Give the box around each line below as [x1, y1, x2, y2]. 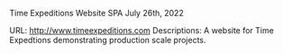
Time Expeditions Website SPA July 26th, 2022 [9, 8, 185, 18]
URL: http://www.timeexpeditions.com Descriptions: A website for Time [9, 25, 275, 35]
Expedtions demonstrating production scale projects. [9, 35, 206, 45]
